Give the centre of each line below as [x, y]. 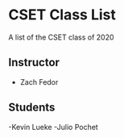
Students [32, 108]
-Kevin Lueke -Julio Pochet [53, 127]
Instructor [34, 63]
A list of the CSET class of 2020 [61, 37]
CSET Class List [62, 15]
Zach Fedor [39, 82]
